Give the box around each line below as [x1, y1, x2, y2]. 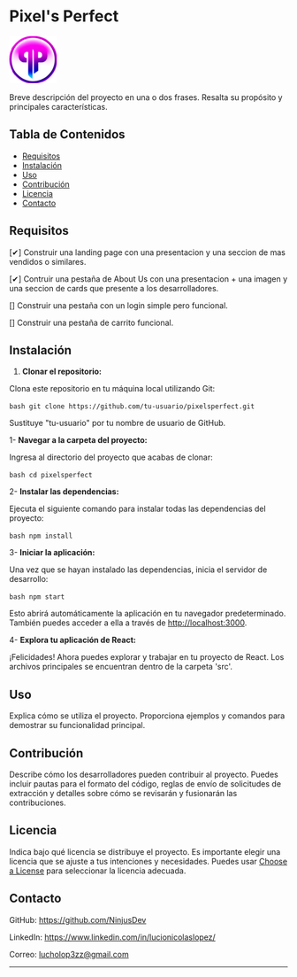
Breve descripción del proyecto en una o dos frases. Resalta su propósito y [9, 91, 283, 103]
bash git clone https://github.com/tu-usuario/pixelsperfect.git [9, 402, 255, 411]
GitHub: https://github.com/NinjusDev [9, 914, 147, 925]
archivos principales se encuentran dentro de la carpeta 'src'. [9, 662, 232, 672]
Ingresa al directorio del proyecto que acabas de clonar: [9, 452, 214, 462]
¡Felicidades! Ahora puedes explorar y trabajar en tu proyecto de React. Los [9, 652, 285, 663]
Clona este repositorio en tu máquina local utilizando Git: [9, 384, 216, 394]
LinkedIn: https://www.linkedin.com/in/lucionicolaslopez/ [9, 932, 217, 942]
